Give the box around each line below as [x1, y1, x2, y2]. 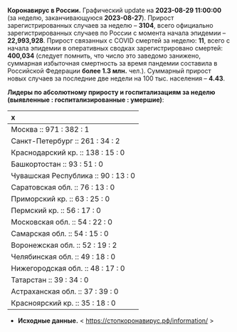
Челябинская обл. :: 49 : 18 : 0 [11, 252, 116, 261]
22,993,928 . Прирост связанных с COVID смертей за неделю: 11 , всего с [7, 36, 230, 45]
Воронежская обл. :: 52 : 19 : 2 [11, 240, 117, 250]
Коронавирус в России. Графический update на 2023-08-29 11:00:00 [7, 6, 222, 14]
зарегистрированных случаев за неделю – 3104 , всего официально [7, 21, 214, 29]
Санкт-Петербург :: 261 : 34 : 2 [11, 136, 120, 145]
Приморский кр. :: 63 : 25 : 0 [11, 194, 110, 204]
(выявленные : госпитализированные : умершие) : [7, 95, 164, 104]
